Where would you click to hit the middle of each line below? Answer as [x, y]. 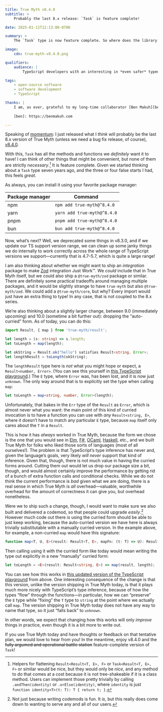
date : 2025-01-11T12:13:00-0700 [38, 27]
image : [12, 50]
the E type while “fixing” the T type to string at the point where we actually [80, 600]
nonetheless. [18, 497]
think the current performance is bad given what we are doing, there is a [77, 481]
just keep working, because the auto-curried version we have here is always [81, 522]
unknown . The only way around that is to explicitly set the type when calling [79, 381]
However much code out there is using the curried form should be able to [78, 517]
